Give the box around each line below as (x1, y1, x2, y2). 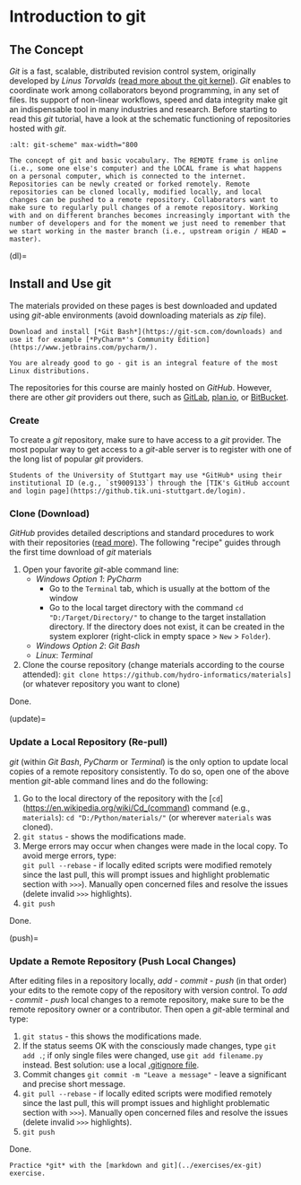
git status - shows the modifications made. (21, 830, 186, 841)
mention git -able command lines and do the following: (9, 775, 209, 786)
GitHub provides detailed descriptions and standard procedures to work (9, 528, 275, 539)
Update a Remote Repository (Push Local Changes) (9, 954, 236, 967)
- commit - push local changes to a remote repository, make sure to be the (9, 995, 285, 1005)
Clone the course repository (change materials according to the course (21, 660, 285, 671)
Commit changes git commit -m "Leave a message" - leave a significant (21, 1069, 287, 1079)
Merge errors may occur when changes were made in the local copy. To (21, 840, 288, 851)
